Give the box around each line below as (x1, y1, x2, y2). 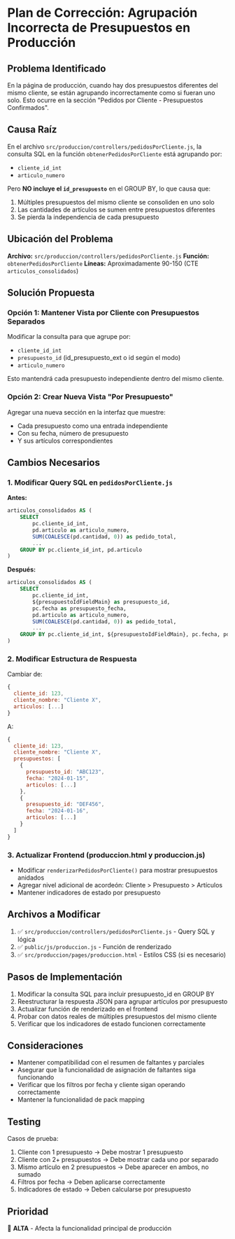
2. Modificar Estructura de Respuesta (7, 653, 137, 663)
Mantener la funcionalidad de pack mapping (17, 1095, 145, 1104)
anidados (17, 873, 45, 882)
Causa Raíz (7, 124, 57, 136)
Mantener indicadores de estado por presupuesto (17, 888, 161, 897)
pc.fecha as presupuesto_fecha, (32, 604, 127, 612)
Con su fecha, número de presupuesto (17, 429, 129, 437)
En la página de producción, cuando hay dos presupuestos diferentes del (7, 81, 218, 89)
